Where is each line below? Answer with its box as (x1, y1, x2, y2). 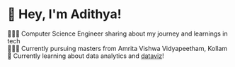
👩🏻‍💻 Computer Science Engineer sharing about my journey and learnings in (7, 29, 228, 38)
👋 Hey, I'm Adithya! (7, 6, 122, 22)
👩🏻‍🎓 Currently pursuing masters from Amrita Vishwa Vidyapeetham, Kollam (7, 44, 228, 52)
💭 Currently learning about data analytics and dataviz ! (7, 52, 164, 60)
